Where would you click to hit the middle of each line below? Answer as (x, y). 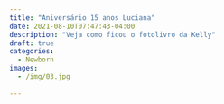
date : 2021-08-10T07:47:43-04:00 (72, 26)
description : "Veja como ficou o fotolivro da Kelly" (113, 34)
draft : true (32, 43)
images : (24, 69)
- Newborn (36, 60)
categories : (32, 52)
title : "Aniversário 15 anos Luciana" (82, 18)
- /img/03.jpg (44, 77)
